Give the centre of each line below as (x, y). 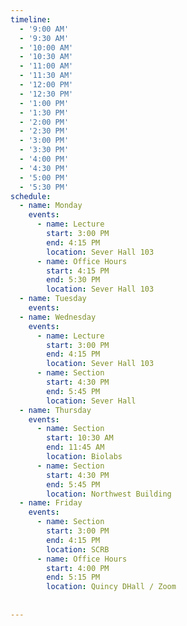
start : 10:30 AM (80, 438)
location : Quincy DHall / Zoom (111, 587)
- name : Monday (51, 206)
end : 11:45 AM (75, 447)
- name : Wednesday (58, 317)
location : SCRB (78, 549)
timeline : (31, 19)
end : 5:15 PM (73, 577)
